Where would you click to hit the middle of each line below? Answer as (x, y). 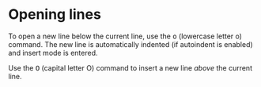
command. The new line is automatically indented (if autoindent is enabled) (130, 44)
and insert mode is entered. (53, 53)
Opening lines (55, 14)
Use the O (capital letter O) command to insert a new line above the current (130, 67)
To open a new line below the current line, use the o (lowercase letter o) (125, 36)
